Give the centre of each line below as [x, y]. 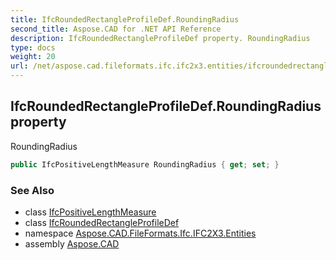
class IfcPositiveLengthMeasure [90, 212]
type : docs [33, 47]
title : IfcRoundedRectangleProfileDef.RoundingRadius [125, 19]
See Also [32, 190]
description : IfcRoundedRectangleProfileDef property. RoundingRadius [160, 38]
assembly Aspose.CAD [72, 243]
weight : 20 [33, 57]
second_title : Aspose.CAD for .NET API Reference [116, 29]
